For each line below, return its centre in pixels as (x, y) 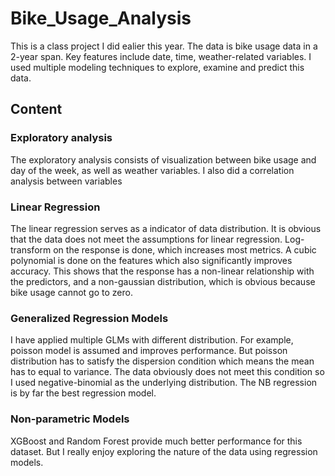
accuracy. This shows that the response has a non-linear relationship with (162, 271)
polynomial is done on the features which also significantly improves (151, 260)
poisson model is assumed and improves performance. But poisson (149, 351)
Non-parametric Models (70, 419)
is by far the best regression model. (83, 393)
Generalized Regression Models (89, 318)
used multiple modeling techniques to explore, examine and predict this (157, 67)
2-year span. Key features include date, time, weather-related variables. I (161, 56)
